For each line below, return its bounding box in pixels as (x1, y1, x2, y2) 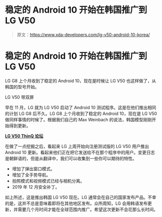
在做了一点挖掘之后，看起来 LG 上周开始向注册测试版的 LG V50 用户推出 (5, 143, 149, 149)
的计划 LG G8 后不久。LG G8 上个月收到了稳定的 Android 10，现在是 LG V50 (5, 110, 157, 117)
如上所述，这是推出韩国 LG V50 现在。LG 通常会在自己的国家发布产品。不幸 (5, 194, 157, 200)
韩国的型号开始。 (5, 83, 39, 90)
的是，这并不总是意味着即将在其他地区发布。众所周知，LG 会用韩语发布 (5, 200, 148, 206)
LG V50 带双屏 (5, 94, 34, 100)
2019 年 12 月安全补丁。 (12, 184, 60, 190)
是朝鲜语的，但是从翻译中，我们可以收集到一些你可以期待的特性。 (5, 155, 137, 161)
